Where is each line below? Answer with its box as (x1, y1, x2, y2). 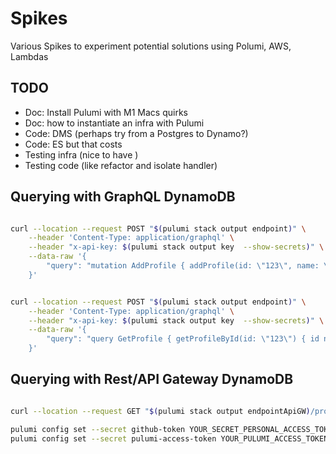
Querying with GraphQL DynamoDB (10, 188, 236, 206)
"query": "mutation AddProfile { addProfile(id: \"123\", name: (46, 261, 320, 271)
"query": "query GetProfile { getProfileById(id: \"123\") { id (46, 334, 320, 344)
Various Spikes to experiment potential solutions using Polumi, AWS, (10, 40, 292, 52)
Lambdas (10, 50, 49, 62)
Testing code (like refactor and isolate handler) (24, 159, 218, 171)
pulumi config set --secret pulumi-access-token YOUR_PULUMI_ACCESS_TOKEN (10, 433, 329, 444)
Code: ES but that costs (24, 138, 123, 150)
